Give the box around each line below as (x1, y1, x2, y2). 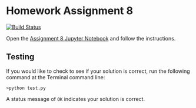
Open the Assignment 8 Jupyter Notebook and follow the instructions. (6, 35, 176, 42)
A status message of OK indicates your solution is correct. (6, 95, 145, 102)
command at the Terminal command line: (6, 73, 105, 80)
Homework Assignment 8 (6, 4, 134, 18)
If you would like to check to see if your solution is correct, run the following (6, 67, 190, 75)
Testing (6, 52, 35, 62)
